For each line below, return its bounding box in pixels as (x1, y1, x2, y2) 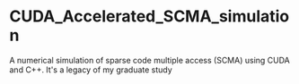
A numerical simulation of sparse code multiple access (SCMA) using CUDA (9, 55, 290, 65)
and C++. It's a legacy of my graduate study (9, 64, 172, 75)
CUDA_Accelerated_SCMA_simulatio (9, 6, 290, 27)
